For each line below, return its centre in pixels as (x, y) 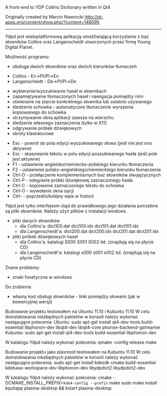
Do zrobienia (18, 287)
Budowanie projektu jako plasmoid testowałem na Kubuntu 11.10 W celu (78, 352)
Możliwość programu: (27, 57)
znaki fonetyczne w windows (42, 277)
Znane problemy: (23, 267)
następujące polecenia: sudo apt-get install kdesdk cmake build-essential (81, 363)
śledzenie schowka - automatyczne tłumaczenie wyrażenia (73, 107)
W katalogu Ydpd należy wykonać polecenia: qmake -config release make (81, 342)
